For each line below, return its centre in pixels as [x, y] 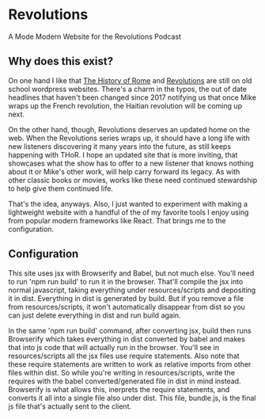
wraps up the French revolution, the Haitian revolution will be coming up [125, 105]
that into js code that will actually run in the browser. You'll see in [114, 347]
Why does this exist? [61, 61]
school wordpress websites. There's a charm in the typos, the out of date [128, 89]
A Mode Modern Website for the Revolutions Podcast [95, 36]
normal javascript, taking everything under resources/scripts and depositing [132, 290]
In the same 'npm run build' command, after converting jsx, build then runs [130, 330]
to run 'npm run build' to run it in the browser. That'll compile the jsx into [126, 281]
